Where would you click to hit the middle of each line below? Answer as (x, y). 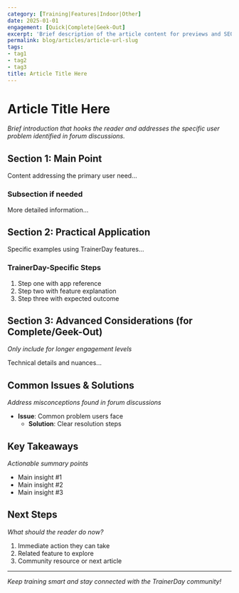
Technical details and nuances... (54, 363)
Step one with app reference (59, 283)
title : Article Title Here (47, 73)
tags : (15, 47)
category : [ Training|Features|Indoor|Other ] (74, 14)
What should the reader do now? (55, 532)
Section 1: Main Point (55, 159)
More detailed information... (48, 210)
